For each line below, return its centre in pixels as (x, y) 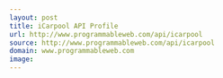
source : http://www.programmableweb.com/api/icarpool (112, 43)
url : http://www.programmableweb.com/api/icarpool (106, 34)
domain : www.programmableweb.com (72, 51)
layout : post (34, 17)
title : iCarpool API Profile (64, 26)
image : (22, 59)
